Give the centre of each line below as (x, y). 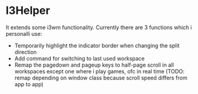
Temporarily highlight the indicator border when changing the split (97, 45)
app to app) (29, 84)
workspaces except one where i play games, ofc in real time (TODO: (100, 71)
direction (25, 52)
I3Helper (28, 11)
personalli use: (24, 33)
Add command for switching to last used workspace (79, 58)
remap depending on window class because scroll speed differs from (101, 78)
